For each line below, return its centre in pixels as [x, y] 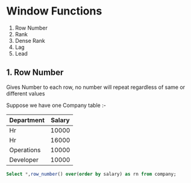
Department [27, 120]
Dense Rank [30, 40]
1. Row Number [35, 73]
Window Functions [54, 11]
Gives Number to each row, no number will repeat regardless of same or [96, 87]
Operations [25, 150]
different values [26, 93]
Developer [24, 159]
